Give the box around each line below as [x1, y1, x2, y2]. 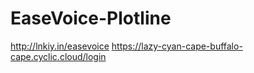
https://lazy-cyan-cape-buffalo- [111, 40, 243, 52]
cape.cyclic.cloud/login [10, 50, 107, 62]
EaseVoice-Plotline [10, 7, 172, 30]
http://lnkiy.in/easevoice [10, 40, 110, 52]
